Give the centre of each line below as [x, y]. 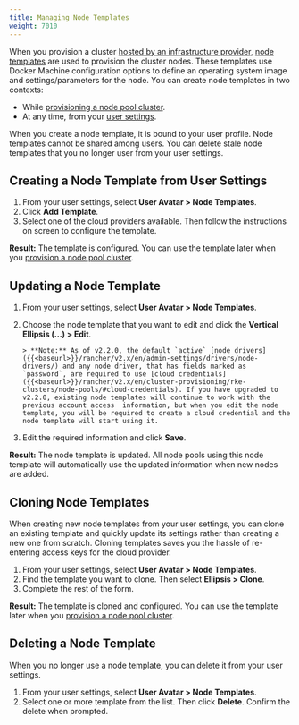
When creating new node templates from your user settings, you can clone [147, 524]
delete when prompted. [65, 711]
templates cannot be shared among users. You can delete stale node [136, 143]
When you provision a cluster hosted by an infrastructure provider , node [142, 51]
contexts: [26, 90]
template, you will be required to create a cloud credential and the [156, 414]
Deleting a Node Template [83, 644]
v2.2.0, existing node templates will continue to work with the [146, 398]
